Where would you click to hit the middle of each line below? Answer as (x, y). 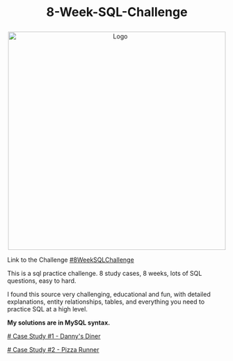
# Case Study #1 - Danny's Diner (54, 337)
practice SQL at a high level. (48, 309)
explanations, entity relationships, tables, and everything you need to (106, 302)
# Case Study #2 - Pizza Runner (53, 350)
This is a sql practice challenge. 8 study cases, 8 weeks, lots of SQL (105, 274)
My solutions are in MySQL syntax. (59, 323)
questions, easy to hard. (42, 281)
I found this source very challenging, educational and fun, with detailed (109, 295)
